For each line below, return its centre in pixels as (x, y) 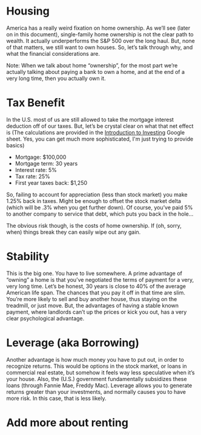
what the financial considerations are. (53, 53)
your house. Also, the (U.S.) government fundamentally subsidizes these (97, 379)
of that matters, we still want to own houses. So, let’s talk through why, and (100, 47)
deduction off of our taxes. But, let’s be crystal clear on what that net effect (100, 126)
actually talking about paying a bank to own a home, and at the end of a (96, 71)
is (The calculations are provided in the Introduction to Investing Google (96, 132)
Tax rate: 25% (32, 176)
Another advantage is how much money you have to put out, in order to (95, 359)
